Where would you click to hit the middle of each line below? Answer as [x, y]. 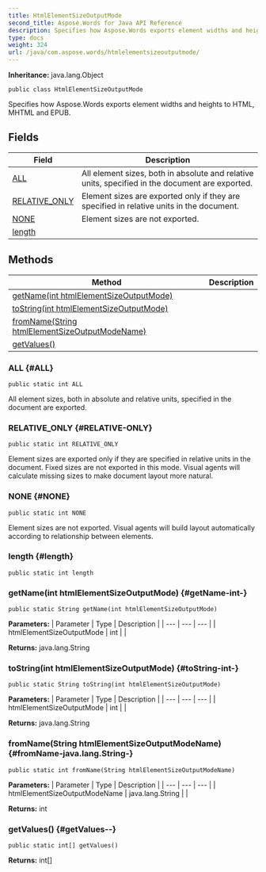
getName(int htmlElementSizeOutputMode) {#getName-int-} [128, 593]
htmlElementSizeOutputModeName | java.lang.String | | [98, 793]
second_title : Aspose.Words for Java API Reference [95, 23]
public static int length [51, 573]
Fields [24, 138]
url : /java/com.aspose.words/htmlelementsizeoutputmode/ [104, 52]
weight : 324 [28, 45]
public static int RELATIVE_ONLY [63, 445]
